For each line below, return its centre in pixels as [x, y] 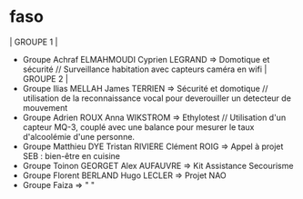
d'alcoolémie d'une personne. [78, 136]
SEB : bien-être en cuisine [71, 155]
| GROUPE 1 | [34, 42]
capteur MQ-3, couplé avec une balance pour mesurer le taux [138, 127]
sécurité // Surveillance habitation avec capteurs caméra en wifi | [145, 69]
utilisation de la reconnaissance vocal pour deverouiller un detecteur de [157, 98]
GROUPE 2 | [45, 78]
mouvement [45, 107]
